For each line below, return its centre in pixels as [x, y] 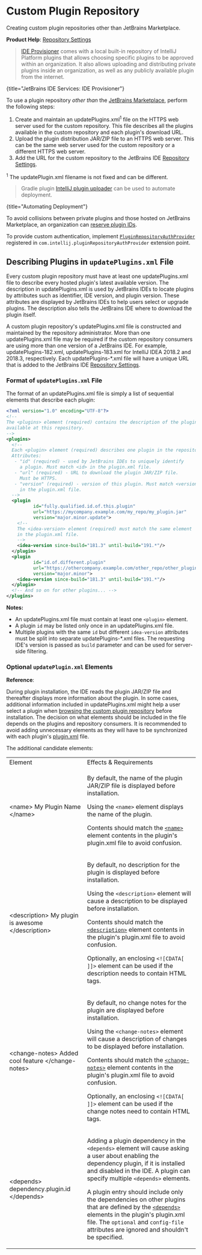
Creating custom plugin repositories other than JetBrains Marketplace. [93, 28]
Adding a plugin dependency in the [136, 1141]
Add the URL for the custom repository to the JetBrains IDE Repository [102, 157]
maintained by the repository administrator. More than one [78, 333]
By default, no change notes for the [137, 1003]
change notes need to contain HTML [139, 1111]
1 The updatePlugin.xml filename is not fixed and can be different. [87, 176]
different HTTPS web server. [50, 151]
